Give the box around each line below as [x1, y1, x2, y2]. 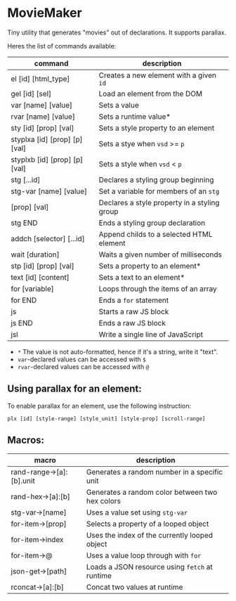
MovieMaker [7, 5, 82, 21]
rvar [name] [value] [11, 111, 76, 121]
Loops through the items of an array [98, 283, 218, 293]
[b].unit [11, 476, 35, 486]
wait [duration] [11, 250, 60, 259]
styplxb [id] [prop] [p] [11, 155, 83, 164]
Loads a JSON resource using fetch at [86, 562, 213, 571]
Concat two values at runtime [86, 582, 183, 592]
